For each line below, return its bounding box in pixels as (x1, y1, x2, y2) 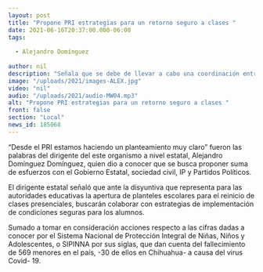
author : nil (8, 63, 47, 71)
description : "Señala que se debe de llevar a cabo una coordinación (8, 70, 240, 78)
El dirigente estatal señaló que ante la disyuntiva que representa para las (8, 182, 243, 192)
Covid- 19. (8, 256, 41, 265)
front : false (8, 107, 51, 114)
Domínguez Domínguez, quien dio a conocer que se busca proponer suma (8, 158, 249, 169)
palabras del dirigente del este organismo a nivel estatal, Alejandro (8, 151, 223, 160)
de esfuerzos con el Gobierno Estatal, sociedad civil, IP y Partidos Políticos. (8, 167, 252, 176)
